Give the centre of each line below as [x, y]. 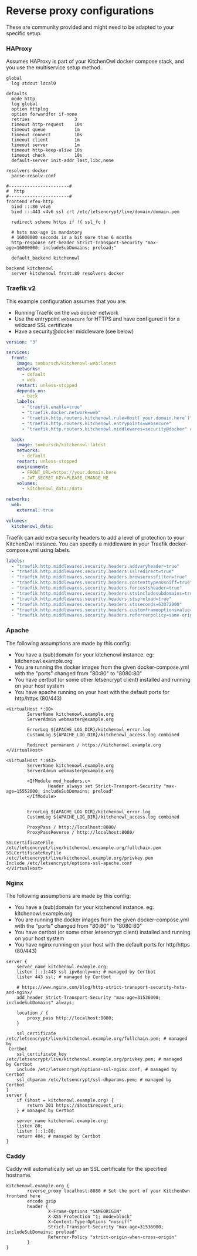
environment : [33, 467]
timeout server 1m [46, 145]
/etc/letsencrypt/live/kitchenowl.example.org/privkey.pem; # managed [94, 1059]
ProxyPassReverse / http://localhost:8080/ [81, 832]
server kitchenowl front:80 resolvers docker [68, 274]
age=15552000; [23, 791]
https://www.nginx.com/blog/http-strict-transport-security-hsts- [104, 987]
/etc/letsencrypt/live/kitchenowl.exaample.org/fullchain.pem [84, 848]
